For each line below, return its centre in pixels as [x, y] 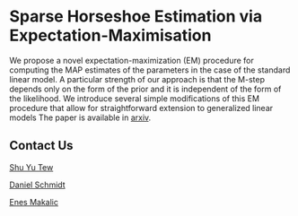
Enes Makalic [34, 202]
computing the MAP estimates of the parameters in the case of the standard [150, 70]
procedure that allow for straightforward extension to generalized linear [141, 108]
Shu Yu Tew [31, 167]
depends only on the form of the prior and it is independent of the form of [145, 89]
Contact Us [41, 146]
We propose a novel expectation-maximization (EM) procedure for [131, 60]
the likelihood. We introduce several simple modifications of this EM [135, 98]
